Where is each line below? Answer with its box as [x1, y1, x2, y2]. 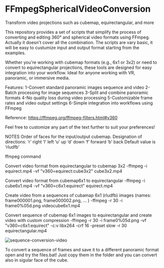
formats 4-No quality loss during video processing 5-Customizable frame [5, 94, 153, 101]
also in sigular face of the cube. [5, 257, 69, 263]
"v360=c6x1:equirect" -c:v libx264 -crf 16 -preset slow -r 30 [5, 223, 127, 228]
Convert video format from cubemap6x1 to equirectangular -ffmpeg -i [5, 178, 145, 183]
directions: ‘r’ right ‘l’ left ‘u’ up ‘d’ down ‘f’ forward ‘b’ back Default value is [5, 138, 156, 145]
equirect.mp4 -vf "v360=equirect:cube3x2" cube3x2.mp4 [5, 168, 123, 174]
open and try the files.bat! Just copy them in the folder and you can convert [5, 252, 157, 258]
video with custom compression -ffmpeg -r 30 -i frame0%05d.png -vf [5, 217, 146, 223]
